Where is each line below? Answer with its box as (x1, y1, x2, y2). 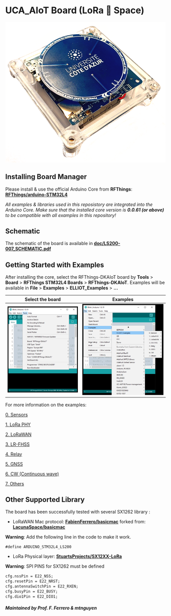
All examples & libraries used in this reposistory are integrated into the (5, 201, 153, 207)
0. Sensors (5, 411, 28, 417)
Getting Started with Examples (5, 260, 104, 269)
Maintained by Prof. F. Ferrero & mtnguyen (5, 605, 97, 611)
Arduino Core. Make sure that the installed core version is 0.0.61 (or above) (5, 206, 164, 213)
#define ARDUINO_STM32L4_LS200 (5, 545, 72, 550)
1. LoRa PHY (5, 421, 31, 427)
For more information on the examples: (5, 401, 87, 408)
